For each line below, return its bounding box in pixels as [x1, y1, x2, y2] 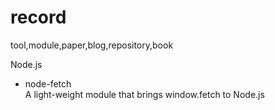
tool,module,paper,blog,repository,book [10, 39, 174, 51]
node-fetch [24, 77, 72, 90]
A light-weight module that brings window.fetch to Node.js [24, 88, 265, 100]
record [10, 6, 67, 29]
